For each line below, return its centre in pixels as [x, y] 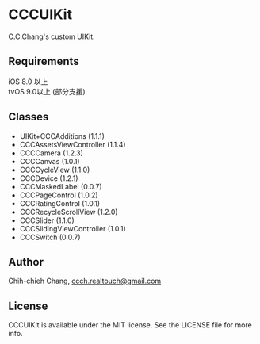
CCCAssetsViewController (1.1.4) [73, 144]
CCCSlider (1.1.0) [47, 220]
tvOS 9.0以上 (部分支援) [47, 91]
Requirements [44, 61]
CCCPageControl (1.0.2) [59, 195]
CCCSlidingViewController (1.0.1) [73, 228]
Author [26, 262]
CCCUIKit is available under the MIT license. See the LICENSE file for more [130, 325]
